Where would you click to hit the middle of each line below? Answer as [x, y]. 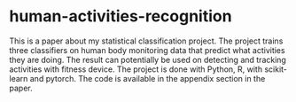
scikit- [276, 69]
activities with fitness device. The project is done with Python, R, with [136, 69]
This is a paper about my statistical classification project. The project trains [146, 41]
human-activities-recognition [121, 16]
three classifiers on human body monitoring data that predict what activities [147, 50]
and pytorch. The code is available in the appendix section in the [148, 78]
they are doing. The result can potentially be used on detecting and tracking [148, 59]
